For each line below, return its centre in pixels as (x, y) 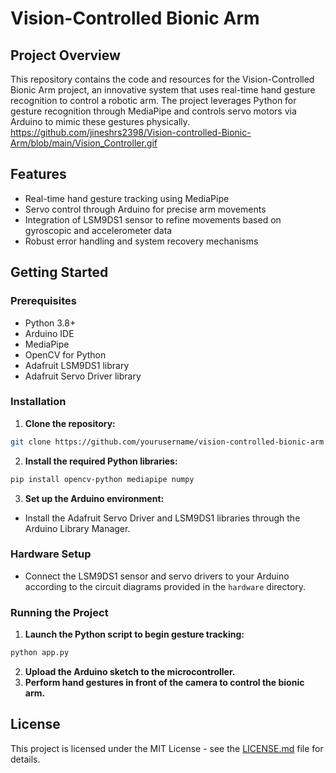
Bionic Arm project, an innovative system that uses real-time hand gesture (163, 90)
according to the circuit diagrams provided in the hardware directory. (165, 586)
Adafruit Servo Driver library (83, 376)
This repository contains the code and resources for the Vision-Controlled (162, 79)
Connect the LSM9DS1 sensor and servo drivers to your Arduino (157, 576)
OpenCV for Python (65, 354)
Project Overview (65, 55)
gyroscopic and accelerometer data (98, 230)
